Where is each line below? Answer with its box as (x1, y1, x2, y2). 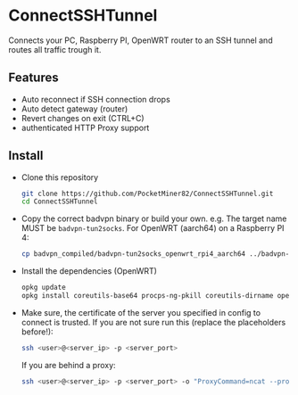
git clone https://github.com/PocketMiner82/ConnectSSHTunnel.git (21, 189, 274, 198)
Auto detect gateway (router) (21, 103, 128, 114)
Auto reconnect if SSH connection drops (21, 94, 170, 104)
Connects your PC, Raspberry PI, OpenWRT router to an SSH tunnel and (8, 35, 273, 45)
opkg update (21, 283, 66, 292)
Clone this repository (21, 171, 99, 183)
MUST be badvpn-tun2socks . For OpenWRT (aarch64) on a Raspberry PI (21, 223, 285, 234)
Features (8, 70, 59, 86)
